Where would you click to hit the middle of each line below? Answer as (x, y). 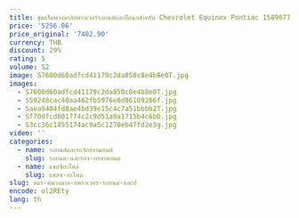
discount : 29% (36, 51)
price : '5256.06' (41, 26)
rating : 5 (28, 59)
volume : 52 (29, 68)
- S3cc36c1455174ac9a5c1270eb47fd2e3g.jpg (97, 125)
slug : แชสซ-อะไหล (54, 174)
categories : (31, 141)
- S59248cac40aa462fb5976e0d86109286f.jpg (97, 100)
